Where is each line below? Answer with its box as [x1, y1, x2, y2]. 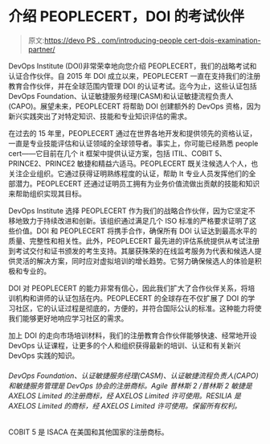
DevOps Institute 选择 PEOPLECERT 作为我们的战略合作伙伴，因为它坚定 [8, 206, 249, 216]
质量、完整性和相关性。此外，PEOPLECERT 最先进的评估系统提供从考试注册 [8, 236, 260, 245]
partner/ [27, 44, 55, 54]
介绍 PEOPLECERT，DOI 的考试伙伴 [8, 7, 245, 26]
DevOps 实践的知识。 [8, 351, 80, 360]
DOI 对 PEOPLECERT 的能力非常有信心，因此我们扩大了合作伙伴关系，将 [8, 283, 248, 293]
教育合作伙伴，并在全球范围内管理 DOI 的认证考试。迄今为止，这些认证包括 [8, 81, 257, 91]
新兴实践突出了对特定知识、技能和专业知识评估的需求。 [8, 111, 191, 121]
